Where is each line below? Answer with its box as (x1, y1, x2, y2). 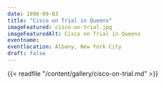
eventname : (7, 37, 40, 44)
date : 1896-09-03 (7, 10, 59, 18)
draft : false (7, 50, 46, 57)
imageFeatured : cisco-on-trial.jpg (7, 23, 113, 30)
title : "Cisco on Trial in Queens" (7, 17, 113, 24)
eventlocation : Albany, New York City (7, 43, 122, 50)
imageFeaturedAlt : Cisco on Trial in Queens (7, 30, 141, 38)
